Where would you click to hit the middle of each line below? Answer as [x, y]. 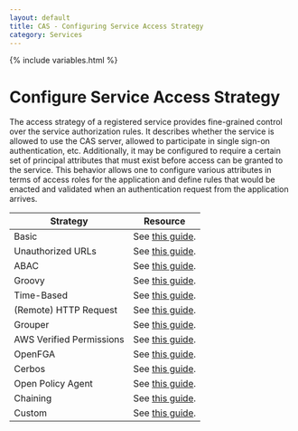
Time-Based [41, 295]
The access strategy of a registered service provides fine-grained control [146, 122]
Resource [164, 221]
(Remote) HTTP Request [65, 311]
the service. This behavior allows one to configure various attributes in [141, 170]
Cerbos [30, 369]
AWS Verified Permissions [69, 340]
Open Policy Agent [53, 384]
